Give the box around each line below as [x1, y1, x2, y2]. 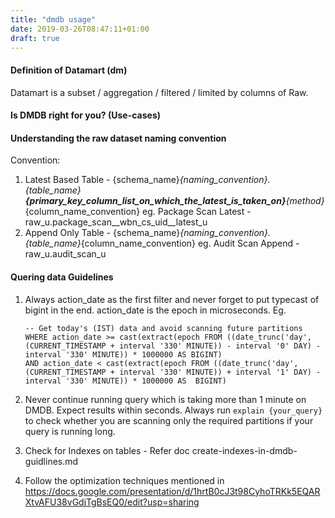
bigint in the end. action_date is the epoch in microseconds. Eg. [24, 304, 287, 316]
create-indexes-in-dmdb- [191, 444, 298, 456]
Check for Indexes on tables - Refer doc [24, 444, 190, 456]
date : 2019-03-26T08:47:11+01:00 [10, 24, 150, 34]
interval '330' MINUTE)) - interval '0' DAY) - [119, 341, 322, 351]
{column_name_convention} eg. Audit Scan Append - [80, 237, 300, 250]
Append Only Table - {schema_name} [24, 227, 181, 239]
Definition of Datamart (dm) [10, 64, 128, 76]
